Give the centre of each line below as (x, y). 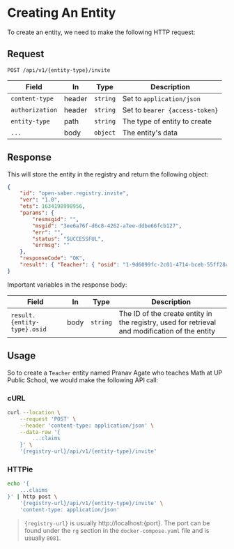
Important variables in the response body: (67, 285)
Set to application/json (161, 98)
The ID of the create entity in (165, 313)
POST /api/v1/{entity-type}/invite (59, 70)
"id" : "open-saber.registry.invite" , (75, 193)
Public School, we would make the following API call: (83, 380)
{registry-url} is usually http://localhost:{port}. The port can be (117, 523)
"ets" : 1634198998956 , (53, 206)
